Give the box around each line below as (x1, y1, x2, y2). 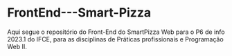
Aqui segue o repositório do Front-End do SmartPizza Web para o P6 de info (7, 28, 225, 36)
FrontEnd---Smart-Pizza (7, 5, 151, 21)
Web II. (7, 42, 28, 50)
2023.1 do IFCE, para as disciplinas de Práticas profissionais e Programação (7, 35, 224, 43)
